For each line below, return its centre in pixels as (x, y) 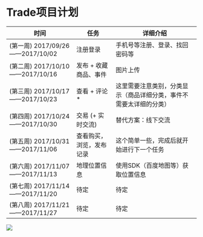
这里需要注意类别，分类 (149, 85)
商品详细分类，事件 (155, 95)
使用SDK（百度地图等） (149, 165)
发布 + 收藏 (92, 65)
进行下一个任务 (143, 149)
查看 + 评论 (92, 91)
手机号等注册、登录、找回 (152, 45)
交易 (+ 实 (90, 115)
